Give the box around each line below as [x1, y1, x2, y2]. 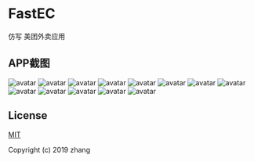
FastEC [8, 5, 56, 23]
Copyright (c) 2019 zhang [8, 145, 91, 154]
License [8, 109, 48, 122]
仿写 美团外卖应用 [8, 31, 65, 41]
